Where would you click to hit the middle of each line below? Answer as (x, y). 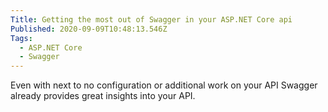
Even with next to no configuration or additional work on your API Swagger (164, 85)
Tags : (21, 38)
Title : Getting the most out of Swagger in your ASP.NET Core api (151, 19)
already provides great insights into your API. (103, 96)
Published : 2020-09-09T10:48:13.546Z (89, 29)
